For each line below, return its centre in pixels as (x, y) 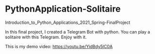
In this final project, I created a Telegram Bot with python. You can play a (78, 32)
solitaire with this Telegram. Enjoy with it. (46, 37)
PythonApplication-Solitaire (63, 9)
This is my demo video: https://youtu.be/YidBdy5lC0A (59, 46)
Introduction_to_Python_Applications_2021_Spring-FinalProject (68, 22)
